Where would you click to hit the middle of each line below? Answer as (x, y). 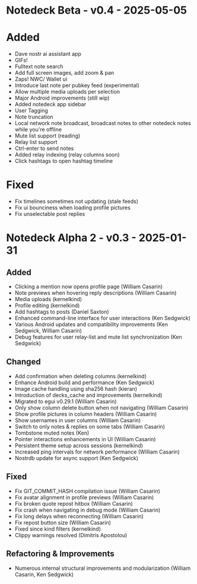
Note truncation (34, 117)
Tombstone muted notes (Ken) (52, 433)
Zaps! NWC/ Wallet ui (41, 79)
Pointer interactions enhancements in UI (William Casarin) (85, 439)
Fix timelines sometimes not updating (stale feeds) (76, 202)
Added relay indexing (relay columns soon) (67, 155)
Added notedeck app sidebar (50, 104)
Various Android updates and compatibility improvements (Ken (91, 324)
